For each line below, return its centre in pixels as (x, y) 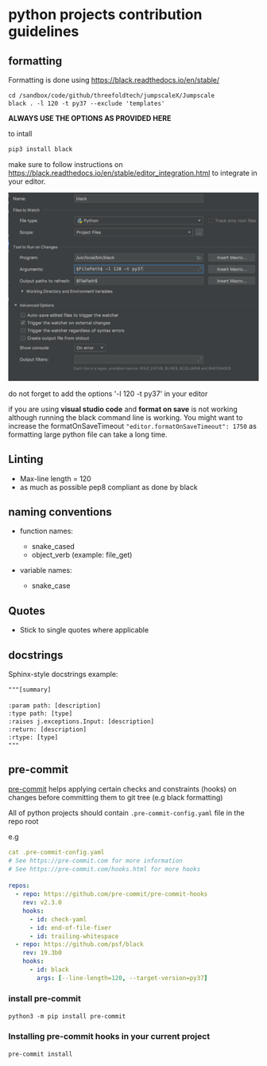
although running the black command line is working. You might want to (126, 417)
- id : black (49, 970)
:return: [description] (48, 729)
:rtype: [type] (33, 737)
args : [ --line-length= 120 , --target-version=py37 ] (122, 978)
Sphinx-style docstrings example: (63, 674)
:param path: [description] (55, 706)
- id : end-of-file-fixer (70, 928)
